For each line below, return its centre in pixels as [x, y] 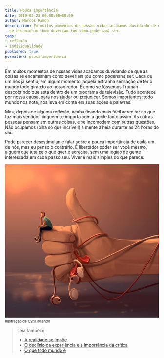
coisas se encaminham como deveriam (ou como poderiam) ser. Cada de [79, 76]
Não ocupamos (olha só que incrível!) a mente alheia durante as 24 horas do [82, 127]
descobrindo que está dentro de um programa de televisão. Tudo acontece [81, 92]
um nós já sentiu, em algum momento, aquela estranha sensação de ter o [79, 81]
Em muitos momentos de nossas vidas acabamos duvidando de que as [76, 71]
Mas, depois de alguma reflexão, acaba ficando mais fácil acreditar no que [80, 112]
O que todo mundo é [45, 350]
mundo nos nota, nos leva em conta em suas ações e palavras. [68, 102]
